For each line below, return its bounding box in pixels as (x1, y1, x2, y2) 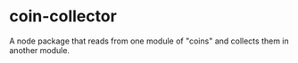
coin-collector (9, 6, 118, 27)
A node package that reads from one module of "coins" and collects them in (9, 35, 290, 46)
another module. (9, 44, 70, 55)
